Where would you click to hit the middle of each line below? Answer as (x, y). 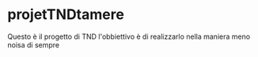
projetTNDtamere (66, 15)
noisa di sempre (34, 44)
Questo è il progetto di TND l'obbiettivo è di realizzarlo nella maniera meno (129, 36)
